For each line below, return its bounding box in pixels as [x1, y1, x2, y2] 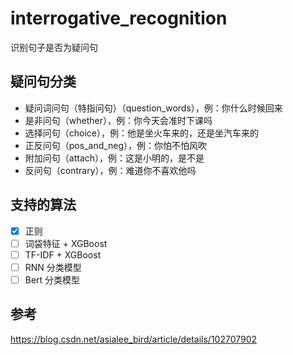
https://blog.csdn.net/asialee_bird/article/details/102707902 [10, 333, 258, 345]
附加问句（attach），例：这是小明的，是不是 [24, 152, 205, 164]
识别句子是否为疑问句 [10, 41, 98, 53]
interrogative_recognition [10, 7, 228, 30]
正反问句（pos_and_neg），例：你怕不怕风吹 [24, 139, 208, 151]
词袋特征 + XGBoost [24, 237, 108, 249]
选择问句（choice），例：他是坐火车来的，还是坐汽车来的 [24, 127, 260, 139]
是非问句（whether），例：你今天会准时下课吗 [24, 114, 213, 126]
